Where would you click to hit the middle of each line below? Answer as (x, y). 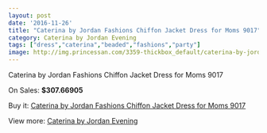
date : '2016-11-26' (41, 23)
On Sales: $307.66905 (46, 90)
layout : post (30, 15)
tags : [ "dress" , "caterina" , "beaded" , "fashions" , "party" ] (104, 45)
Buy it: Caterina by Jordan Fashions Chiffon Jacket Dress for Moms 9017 (127, 105)
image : (19, 52)
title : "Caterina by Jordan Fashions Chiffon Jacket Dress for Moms (124, 30)
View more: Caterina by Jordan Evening (73, 121)
